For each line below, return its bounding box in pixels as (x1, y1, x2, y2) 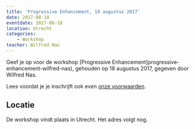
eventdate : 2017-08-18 (6, 20, 63, 26)
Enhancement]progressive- (112, 58, 179, 66)
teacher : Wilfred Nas (6, 42, 60, 48)
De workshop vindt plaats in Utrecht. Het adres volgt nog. (6, 116, 148, 123)
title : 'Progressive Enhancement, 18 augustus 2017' (6, 8, 141, 15)
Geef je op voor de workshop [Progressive (6, 58, 111, 66)
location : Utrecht (6, 25, 52, 32)
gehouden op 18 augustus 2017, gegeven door (75, 64, 190, 72)
